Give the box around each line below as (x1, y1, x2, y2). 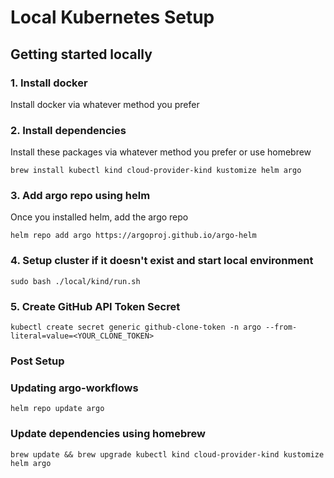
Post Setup (10, 354, 65, 368)
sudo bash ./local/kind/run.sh (10, 276, 141, 286)
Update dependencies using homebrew (10, 427, 207, 441)
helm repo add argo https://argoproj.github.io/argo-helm (10, 231, 257, 241)
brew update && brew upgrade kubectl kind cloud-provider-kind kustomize (10, 449, 325, 460)
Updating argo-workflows (10, 381, 139, 395)
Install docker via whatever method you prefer (10, 98, 200, 110)
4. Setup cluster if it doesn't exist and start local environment (10, 254, 314, 268)
